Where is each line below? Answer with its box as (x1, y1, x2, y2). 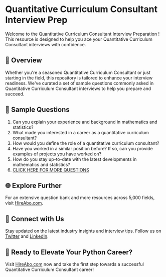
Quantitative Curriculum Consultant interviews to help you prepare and (5, 85, 151, 91)
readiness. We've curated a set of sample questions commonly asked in (5, 80, 154, 86)
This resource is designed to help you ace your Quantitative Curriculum (5, 36, 153, 42)
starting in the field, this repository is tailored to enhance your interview (5, 74, 153, 81)
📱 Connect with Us (5, 215, 64, 223)
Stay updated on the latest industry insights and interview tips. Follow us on (5, 228, 161, 234)
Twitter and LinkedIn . (5, 233, 49, 239)
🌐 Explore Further (5, 181, 62, 190)
